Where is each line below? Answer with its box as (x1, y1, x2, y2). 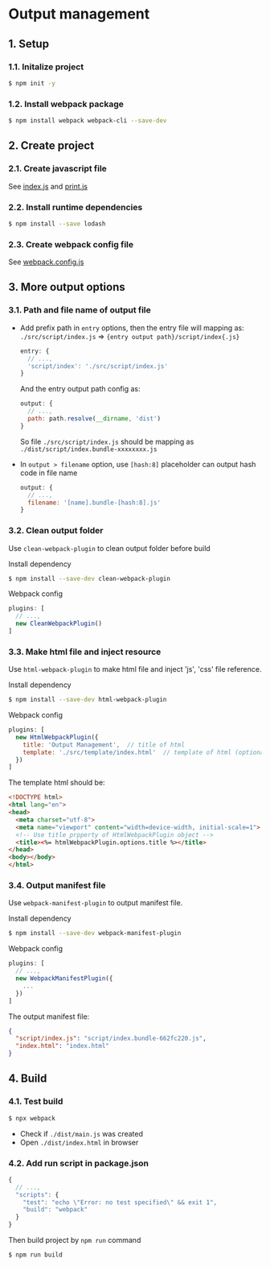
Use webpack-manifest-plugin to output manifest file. (8, 898, 183, 908)
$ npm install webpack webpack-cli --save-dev (8, 117, 167, 125)
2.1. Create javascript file (8, 163, 107, 174)
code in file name (19, 468, 78, 478)
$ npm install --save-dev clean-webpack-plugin (8, 574, 171, 582)
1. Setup (8, 37, 50, 51)
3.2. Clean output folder (8, 525, 104, 536)
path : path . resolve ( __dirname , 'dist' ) (27, 415, 162, 423)
